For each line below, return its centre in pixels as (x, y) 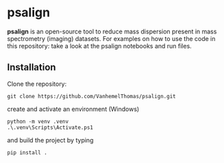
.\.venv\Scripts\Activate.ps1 (50, 128)
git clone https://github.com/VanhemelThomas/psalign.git (91, 96)
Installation (32, 67)
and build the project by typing (50, 140)
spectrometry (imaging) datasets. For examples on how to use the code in (111, 38)
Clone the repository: (37, 84)
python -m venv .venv (38, 121)
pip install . (27, 152)
